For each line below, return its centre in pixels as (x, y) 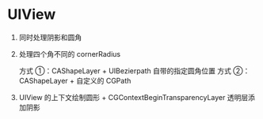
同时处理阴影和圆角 (50, 37)
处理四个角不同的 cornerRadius (69, 54)
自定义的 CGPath (104, 80)
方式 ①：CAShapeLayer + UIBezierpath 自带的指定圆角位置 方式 (125, 71)
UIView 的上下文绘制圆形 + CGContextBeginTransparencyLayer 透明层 (133, 97)
